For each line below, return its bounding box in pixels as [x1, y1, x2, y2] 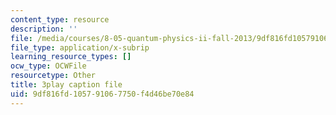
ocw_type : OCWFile [10, 61, 87, 71]
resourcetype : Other [10, 71, 97, 81]
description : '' [10, 24, 78, 34]
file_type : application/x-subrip [10, 42, 150, 53]
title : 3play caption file [10, 80, 123, 90]
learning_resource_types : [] [10, 52, 132, 62]
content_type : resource [10, 14, 110, 25]
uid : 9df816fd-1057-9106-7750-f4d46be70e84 [10, 89, 195, 99]
